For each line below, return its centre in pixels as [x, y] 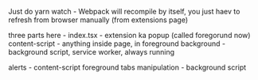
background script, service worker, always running [92, 52]
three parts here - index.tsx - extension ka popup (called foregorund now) [129, 35]
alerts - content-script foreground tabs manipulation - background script [127, 67]
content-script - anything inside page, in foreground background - [117, 44]
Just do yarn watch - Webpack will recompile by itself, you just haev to [124, 11]
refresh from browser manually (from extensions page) [98, 20]
